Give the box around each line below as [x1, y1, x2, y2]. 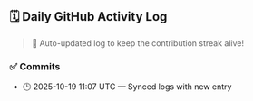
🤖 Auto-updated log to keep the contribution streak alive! [31, 37, 245, 49]
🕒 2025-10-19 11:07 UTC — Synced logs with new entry [22, 81, 232, 92]
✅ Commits [9, 60, 61, 72]
